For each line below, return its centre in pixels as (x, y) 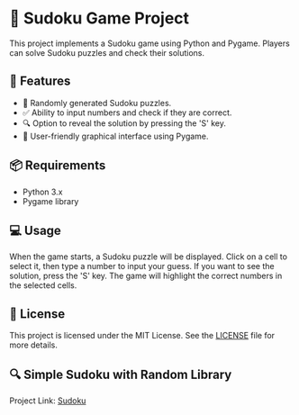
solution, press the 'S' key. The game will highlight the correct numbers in (146, 276)
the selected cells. (43, 285)
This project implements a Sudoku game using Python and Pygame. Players (149, 43)
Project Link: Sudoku (48, 401)
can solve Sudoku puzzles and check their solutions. (107, 52)
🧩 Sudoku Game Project (100, 18)
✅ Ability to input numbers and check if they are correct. (127, 113)
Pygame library (50, 201)
